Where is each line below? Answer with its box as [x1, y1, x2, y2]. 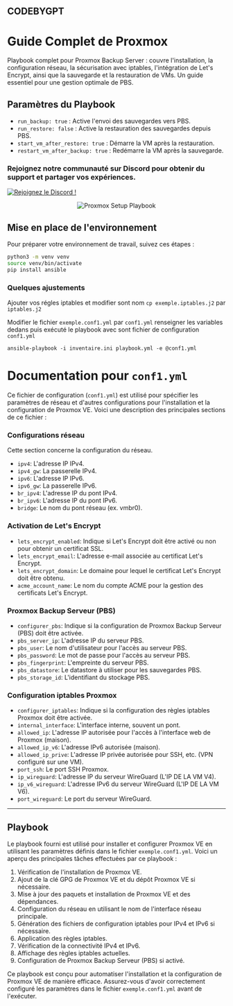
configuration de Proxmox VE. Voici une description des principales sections [7, 406, 226, 414]
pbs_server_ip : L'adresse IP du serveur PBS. [17, 636, 144, 645]
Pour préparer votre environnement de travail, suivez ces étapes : [7, 240, 195, 248]
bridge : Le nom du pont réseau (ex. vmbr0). [17, 504, 143, 512]
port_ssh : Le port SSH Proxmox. [17, 765, 110, 774]
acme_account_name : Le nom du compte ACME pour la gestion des [17, 581, 203, 589]
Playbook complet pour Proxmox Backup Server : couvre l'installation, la [7, 56, 214, 65]
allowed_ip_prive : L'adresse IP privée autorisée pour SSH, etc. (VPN [17, 751, 214, 759]
